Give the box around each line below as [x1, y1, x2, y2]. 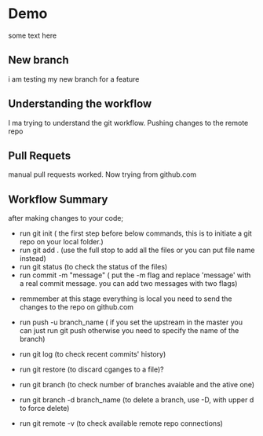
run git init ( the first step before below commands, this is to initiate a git [19, 229, 253, 238]
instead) [19, 254, 47, 263]
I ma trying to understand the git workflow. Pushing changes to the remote [8, 118, 249, 127]
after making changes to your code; [8, 214, 124, 223]
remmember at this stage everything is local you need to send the [19, 294, 232, 303]
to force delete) [19, 404, 70, 413]
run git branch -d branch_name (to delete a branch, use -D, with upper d [19, 395, 254, 405]
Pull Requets [8, 148, 71, 162]
